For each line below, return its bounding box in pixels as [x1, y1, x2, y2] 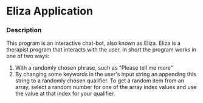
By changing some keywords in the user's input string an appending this [15, 71, 196, 78]
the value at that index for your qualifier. [15, 90, 115, 98]
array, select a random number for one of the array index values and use [15, 84, 197, 91]
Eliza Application [6, 4, 93, 18]
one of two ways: [6, 53, 50, 60]
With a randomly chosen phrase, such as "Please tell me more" [15, 64, 173, 71]
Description [6, 26, 42, 35]
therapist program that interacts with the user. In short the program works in [6, 46, 196, 53]
